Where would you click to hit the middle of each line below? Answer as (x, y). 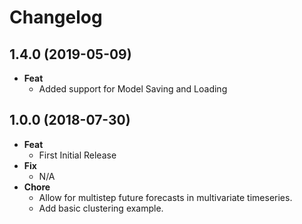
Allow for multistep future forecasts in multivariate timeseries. (165, 197)
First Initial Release (77, 155)
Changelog (56, 17)
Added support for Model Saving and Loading (133, 89)
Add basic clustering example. (101, 208)
